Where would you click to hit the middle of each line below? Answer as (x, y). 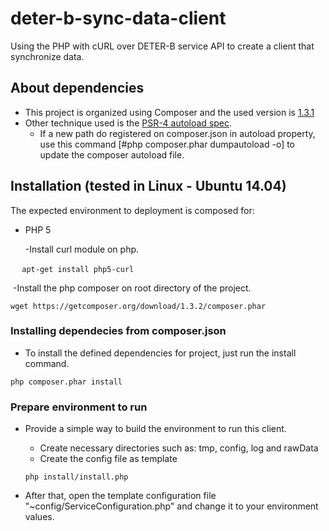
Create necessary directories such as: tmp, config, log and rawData (179, 448)
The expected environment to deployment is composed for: (132, 210)
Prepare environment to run (79, 407)
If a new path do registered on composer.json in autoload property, (177, 133)
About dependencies (77, 88)
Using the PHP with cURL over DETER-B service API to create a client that (162, 46)
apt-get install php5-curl (78, 269)
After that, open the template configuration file (120, 496)
